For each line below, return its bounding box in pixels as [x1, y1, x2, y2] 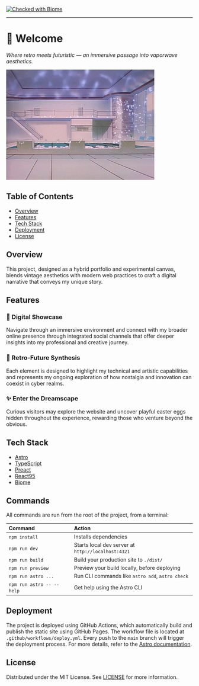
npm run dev [8, 546, 38, 552]
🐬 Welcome [6, 32, 63, 46]
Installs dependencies [73, 533, 127, 540]
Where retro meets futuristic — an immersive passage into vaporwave [6, 51, 178, 59]
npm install [8, 534, 38, 540]
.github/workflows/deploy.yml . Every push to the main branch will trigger [6, 634, 185, 641]
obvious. [6, 421, 28, 428]
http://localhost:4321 [73, 549, 130, 555]
